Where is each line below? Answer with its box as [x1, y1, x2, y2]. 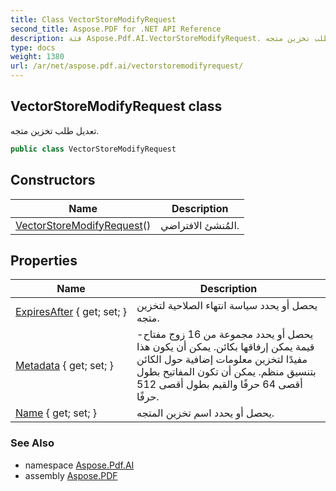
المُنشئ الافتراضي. [160, 218, 240, 232]
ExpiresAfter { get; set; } [15, 305, 128, 319]
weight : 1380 [10, 52, 65, 62]
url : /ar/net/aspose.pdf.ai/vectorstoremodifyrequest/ [10, 61, 244, 71]
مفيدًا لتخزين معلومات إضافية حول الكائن [136, 352, 308, 366]
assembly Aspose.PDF [24, 469, 118, 481]
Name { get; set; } [15, 406, 98, 420]
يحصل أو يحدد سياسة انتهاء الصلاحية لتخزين [136, 299, 318, 313]
